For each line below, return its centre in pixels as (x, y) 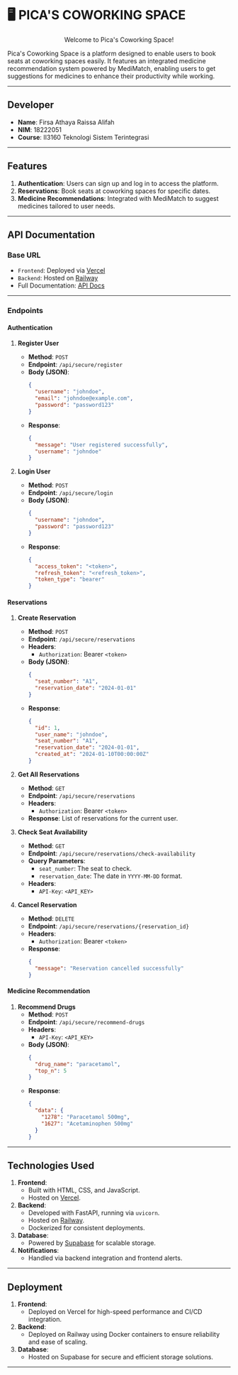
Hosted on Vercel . (55, 1198)
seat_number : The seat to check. (85, 868)
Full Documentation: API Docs (61, 285)
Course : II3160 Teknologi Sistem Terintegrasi (83, 137)
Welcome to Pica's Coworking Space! (119, 39)
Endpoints (25, 311)
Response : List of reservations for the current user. (103, 818)
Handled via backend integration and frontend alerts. (105, 1258)
